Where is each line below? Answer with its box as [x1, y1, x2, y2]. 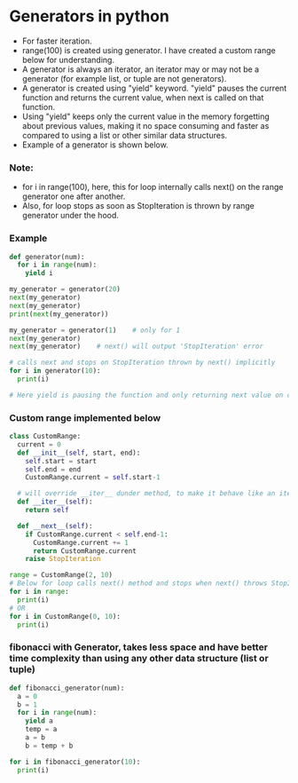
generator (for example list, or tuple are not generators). [21, 73, 227, 83]
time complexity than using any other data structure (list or [9, 652, 269, 665]
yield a [25, 716, 53, 725]
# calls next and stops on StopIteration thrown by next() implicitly [9, 358, 276, 368]
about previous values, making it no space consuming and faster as [21, 120, 270, 130]
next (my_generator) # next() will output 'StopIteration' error [9, 342, 264, 352]
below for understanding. [21, 54, 115, 65]
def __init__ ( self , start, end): [17, 448, 141, 457]
